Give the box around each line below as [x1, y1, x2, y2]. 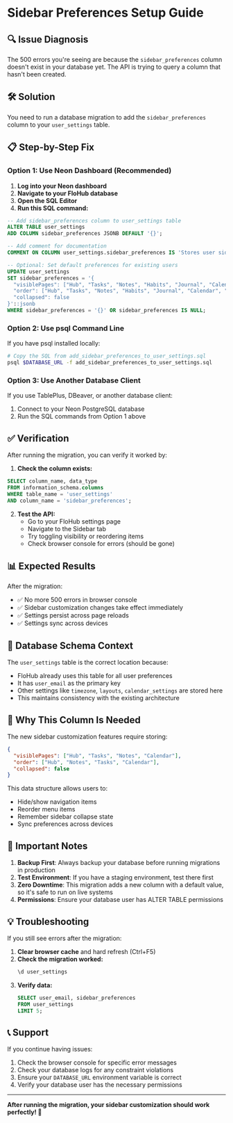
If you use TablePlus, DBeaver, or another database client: [7, 391, 173, 400]
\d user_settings [17, 968, 68, 975]
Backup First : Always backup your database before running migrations [17, 859, 221, 867]
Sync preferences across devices [17, 820, 113, 828]
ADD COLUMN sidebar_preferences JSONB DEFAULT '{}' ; [7, 230, 163, 237]
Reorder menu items [17, 805, 76, 814]
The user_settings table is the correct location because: [7, 659, 169, 667]
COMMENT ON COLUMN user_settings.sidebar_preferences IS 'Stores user [7, 249, 216, 256]
